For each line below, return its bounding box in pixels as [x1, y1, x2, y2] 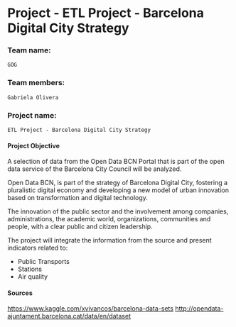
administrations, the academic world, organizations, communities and [7, 215, 211, 223]
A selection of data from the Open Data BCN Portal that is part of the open [7, 157, 225, 166]
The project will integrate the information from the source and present [7, 236, 212, 245]
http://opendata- [175, 304, 224, 313]
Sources [7, 289, 33, 297]
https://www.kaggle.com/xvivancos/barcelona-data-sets [7, 304, 174, 313]
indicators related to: [7, 243, 68, 253]
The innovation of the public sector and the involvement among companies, [7, 207, 229, 216]
